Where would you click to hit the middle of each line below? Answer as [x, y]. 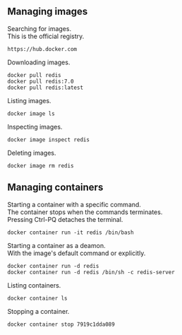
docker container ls [38, 298]
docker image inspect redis [49, 140]
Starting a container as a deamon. [56, 245]
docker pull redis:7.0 [41, 81]
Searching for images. [40, 28]
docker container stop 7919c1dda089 [61, 324]
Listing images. [29, 100]
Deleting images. [32, 153]
